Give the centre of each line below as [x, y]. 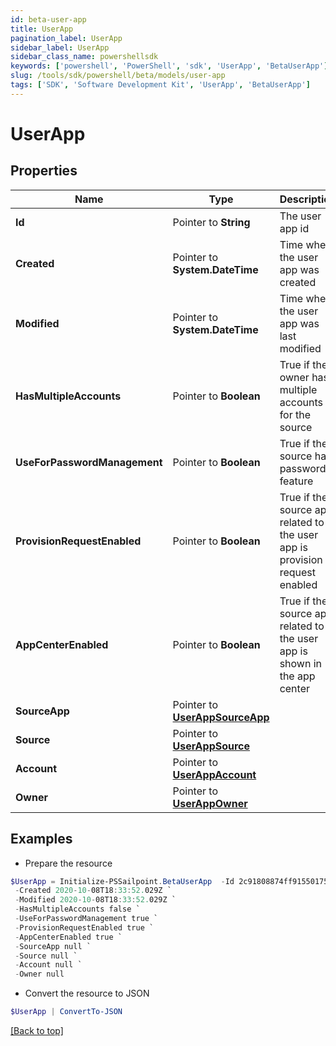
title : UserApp [42, 29]
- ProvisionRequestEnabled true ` [84, 927]
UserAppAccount [214, 774]
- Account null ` [48, 965]
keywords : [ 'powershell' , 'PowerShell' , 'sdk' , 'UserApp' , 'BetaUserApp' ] [169, 66]
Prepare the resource [68, 863]
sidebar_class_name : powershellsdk [84, 57]
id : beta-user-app [48, 19]
